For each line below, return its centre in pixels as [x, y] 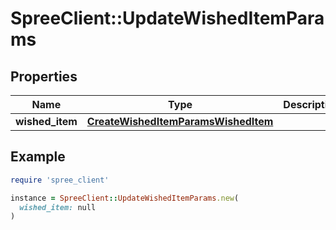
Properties [44, 76]
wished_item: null [58, 207]
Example [38, 157]
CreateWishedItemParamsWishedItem [180, 121]
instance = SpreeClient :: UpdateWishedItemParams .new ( [125, 198]
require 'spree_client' [60, 180]
